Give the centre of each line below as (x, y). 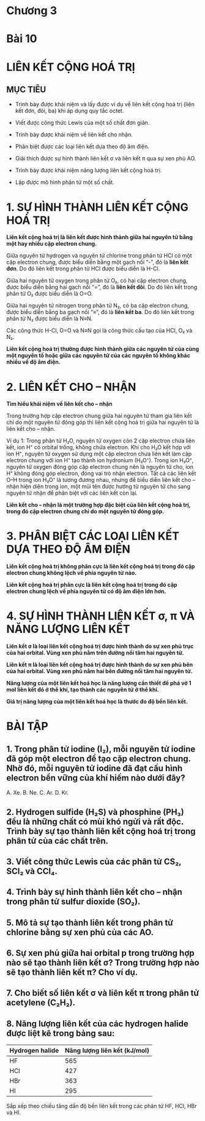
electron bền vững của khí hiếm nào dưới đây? (96, 778)
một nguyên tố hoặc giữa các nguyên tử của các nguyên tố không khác (99, 356)
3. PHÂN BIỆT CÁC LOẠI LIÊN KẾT (93, 536)
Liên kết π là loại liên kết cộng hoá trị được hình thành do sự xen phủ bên (100, 665)
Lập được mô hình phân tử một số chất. (65, 183)
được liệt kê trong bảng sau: (61, 1033)
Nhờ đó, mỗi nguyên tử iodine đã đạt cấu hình (95, 768)
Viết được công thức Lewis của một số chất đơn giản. (82, 123)
